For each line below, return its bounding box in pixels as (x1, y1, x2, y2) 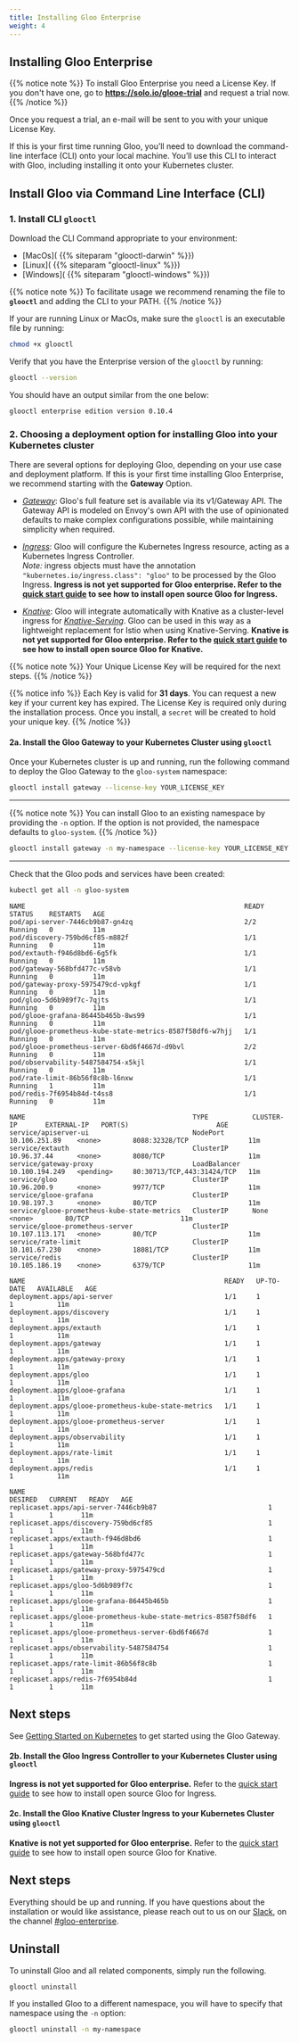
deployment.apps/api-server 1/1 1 (9, 1292, 261, 1301)
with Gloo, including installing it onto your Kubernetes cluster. (9, 160, 234, 170)
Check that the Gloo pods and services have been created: (9, 868, 225, 879)
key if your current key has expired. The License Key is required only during (9, 697, 287, 707)
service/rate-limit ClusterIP (9, 1237, 229, 1246)
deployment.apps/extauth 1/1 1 (9, 1323, 261, 1332)
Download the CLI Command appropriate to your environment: (9, 233, 238, 244)
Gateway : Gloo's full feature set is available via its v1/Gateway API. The (21, 495, 283, 506)
